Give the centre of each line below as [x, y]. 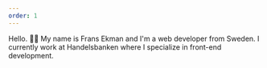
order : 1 [23, 16]
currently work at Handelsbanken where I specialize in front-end [115, 47]
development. [31, 55]
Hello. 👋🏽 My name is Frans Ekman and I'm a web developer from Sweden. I [134, 38]
